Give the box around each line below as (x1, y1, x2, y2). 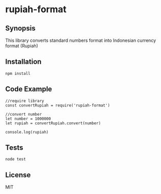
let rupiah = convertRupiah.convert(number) (5, 121, 101, 126)
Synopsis (5, 24, 36, 33)
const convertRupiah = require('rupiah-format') (5, 103, 110, 108)
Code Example (5, 85, 52, 94)
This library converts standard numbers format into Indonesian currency (5, 37, 156, 43)
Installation (5, 58, 42, 66)
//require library (5, 98, 44, 103)
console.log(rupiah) (5, 129, 49, 134)
